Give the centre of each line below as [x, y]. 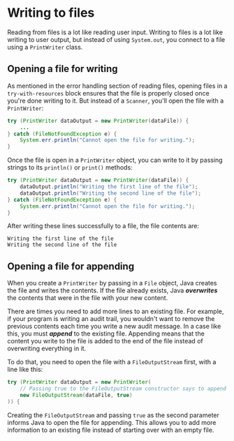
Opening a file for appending [71, 266]
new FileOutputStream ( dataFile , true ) [76, 395]
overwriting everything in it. [47, 349]
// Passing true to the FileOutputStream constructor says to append [123, 389]
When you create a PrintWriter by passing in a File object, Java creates [112, 283]
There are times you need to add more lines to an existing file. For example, [116, 311]
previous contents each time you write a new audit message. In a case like [114, 327]
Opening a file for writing [63, 69]
